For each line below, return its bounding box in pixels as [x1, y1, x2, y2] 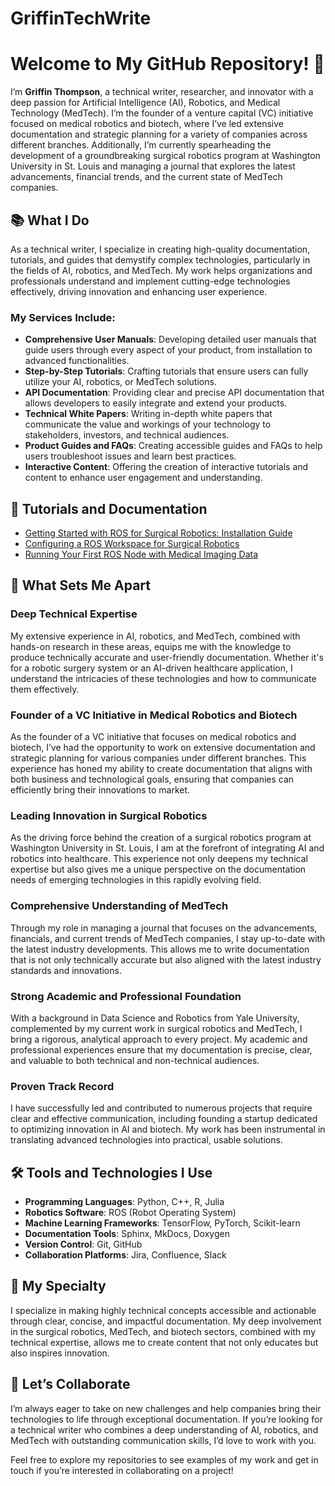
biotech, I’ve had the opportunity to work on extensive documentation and [10, 742, 316, 754]
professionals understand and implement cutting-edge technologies [10, 275, 291, 287]
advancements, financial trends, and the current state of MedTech [10, 171, 283, 183]
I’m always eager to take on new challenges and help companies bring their [10, 1402, 322, 1414]
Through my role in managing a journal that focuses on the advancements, [10, 922, 318, 934]
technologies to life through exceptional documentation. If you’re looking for [10, 1413, 323, 1425]
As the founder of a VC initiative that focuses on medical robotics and [10, 731, 297, 743]
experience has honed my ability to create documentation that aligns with [10, 763, 313, 775]
